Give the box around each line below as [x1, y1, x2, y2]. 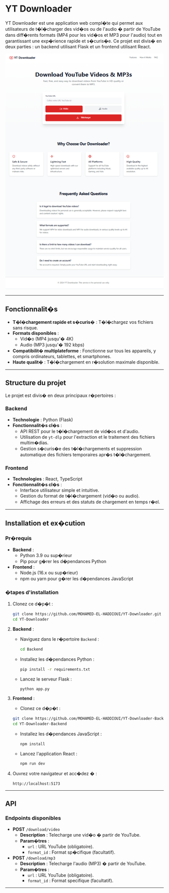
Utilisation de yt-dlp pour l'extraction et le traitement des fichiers [20, 434, 155, 440]
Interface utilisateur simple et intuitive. [20, 487, 100, 494]
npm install [20, 741, 45, 747]
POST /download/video [12, 826, 60, 832]
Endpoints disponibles [5, 814, 61, 821]
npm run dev [20, 761, 45, 766]
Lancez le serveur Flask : [20, 676, 72, 682]
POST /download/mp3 [12, 855, 56, 861]
